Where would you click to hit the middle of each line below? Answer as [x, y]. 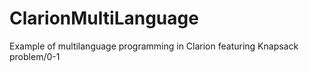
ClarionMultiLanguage [104, 18]
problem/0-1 [35, 56]
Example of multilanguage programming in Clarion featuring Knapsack [154, 46]
